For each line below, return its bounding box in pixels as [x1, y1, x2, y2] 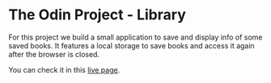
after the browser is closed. [8, 49, 100, 59]
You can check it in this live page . [8, 64, 121, 74]
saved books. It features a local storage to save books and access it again [8, 40, 255, 50]
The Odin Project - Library [8, 6, 186, 24]
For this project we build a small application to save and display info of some [8, 32, 263, 42]
